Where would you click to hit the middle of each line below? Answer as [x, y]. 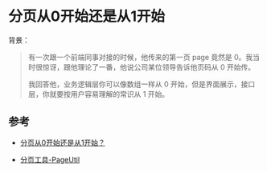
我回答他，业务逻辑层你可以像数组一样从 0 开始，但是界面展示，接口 [142, 84]
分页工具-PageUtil [50, 159]
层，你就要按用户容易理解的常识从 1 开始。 [99, 94]
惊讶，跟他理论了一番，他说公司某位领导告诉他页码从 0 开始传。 [149, 67]
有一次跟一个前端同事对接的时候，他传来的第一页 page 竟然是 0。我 [140, 57]
